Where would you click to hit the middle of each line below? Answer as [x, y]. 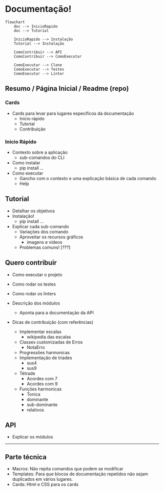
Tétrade [27, 373]
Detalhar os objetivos [33, 211]
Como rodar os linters [34, 293]
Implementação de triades [46, 358]
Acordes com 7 [42, 378]
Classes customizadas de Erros [51, 342]
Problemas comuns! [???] [45, 247]
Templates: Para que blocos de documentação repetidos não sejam [80, 474]
